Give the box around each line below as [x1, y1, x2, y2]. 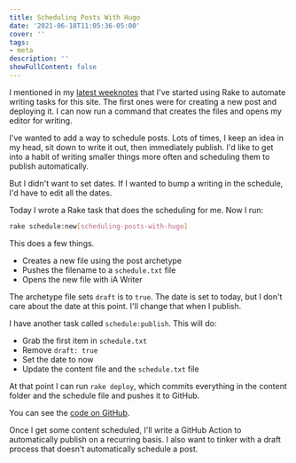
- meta [9, 46, 34, 55]
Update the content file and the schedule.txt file [21, 363, 199, 374]
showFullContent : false [9, 63, 97, 72]
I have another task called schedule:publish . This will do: [9, 317, 217, 329]
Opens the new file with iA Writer [21, 274, 144, 284]
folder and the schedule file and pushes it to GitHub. [9, 390, 200, 401]
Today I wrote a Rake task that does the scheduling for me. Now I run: [9, 204, 264, 215]
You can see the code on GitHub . [9, 407, 130, 418]
